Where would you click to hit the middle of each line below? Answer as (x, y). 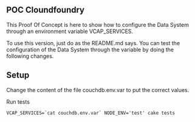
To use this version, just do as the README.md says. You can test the (93, 43)
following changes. (30, 56)
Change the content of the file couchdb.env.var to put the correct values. (98, 90)
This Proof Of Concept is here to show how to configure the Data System (98, 24)
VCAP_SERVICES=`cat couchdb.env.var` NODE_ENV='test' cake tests (91, 113)
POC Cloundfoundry (46, 10)
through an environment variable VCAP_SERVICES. (70, 31)
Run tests (18, 102)
